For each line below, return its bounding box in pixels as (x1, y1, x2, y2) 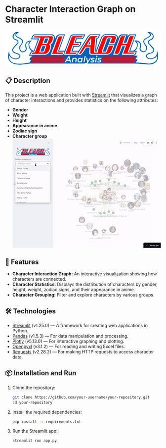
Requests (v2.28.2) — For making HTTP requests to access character (12, 348, 154, 354)
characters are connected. (12, 276, 67, 282)
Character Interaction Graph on (5, 3, 136, 15)
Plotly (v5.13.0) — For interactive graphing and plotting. (12, 338, 124, 344)
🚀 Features (5, 257, 39, 266)
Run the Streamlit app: (12, 428, 58, 434)
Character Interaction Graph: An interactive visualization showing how (12, 271, 157, 277)
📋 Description (5, 77, 50, 85)
